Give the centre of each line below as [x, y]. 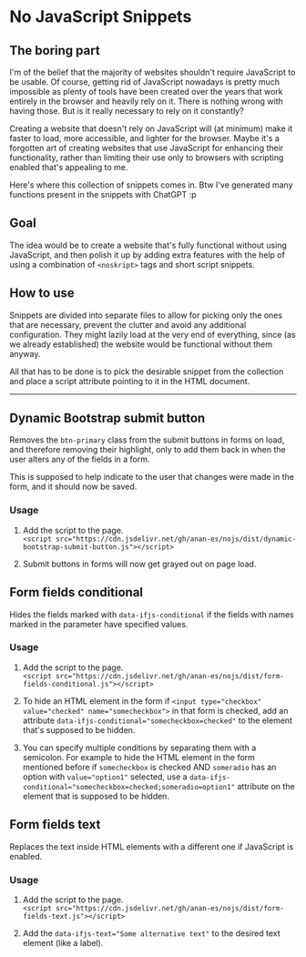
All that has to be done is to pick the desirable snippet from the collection [147, 372]
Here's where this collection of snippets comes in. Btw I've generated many [151, 185]
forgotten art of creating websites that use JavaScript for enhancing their [147, 148]
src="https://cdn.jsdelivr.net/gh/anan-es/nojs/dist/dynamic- [176, 539]
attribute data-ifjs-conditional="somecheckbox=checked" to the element [158, 720]
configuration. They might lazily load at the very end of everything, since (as [153, 334]
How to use [42, 293]
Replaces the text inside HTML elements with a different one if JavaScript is [152, 846]
